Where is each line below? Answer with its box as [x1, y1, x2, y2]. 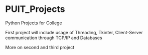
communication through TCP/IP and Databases [5, 35, 102, 41]
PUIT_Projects [5, 3, 65, 15]
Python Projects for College [5, 20, 62, 26]
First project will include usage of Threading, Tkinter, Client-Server [5, 29, 143, 35]
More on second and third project [5, 44, 75, 50]
